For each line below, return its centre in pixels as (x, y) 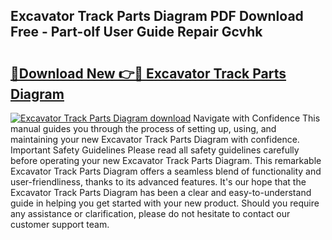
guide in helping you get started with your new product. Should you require (165, 203)
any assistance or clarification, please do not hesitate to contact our (150, 213)
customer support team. (60, 224)
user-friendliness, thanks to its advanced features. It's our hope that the (158, 182)
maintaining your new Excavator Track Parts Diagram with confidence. (155, 139)
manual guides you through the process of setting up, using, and (143, 128)
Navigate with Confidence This (257, 118)
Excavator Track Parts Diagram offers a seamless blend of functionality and (166, 171)
